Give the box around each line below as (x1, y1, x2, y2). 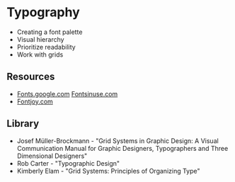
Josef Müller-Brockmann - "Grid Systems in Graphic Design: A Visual (16, 136, 219, 145)
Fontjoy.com (16, 97, 54, 106)
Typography (6, 4, 81, 21)
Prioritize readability (16, 42, 76, 51)
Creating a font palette (16, 28, 83, 36)
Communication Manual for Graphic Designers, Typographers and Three (16, 144, 229, 152)
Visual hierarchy (16, 35, 64, 43)
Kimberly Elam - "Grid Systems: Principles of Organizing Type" (16, 166, 200, 175)
